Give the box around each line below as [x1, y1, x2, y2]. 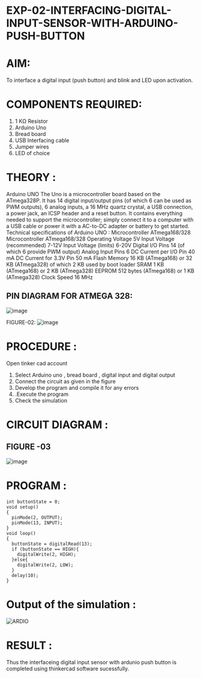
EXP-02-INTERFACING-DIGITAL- [6, 4, 172, 17]
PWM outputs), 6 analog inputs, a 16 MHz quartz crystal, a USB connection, [6, 203, 193, 211]
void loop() [6, 530, 36, 536]
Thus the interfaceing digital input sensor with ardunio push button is [6, 658, 177, 665]
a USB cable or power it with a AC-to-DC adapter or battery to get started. [6, 223, 190, 229]
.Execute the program [14, 390, 69, 398]
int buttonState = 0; [6, 499, 61, 505]
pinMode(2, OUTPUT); [11, 514, 63, 520]
